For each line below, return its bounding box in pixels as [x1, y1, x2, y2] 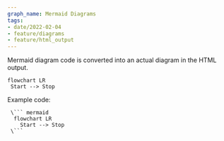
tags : [7, 17, 23, 24]
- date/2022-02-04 [7, 23, 61, 30]
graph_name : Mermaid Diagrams [7, 10, 97, 18]
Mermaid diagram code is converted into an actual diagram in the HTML [7, 56, 217, 64]
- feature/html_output [7, 37, 74, 44]
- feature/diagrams [7, 30, 65, 37]
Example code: [7, 96, 51, 104]
